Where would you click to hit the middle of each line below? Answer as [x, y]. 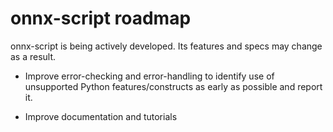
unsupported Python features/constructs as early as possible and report [173, 86]
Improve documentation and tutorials [101, 116]
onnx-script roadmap [101, 18]
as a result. [33, 56]
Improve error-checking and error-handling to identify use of [149, 76]
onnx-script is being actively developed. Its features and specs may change [166, 46]
